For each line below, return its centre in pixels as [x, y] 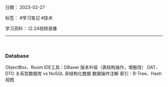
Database [17, 56]
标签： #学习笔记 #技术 [29, 18]
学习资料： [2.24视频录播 [31, 28]
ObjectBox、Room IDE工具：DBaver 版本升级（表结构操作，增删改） [76, 67]
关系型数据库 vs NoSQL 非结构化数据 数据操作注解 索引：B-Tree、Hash [88, 74]
